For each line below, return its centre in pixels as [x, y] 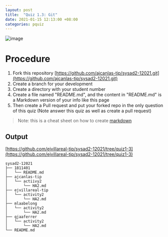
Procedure [28, 59]
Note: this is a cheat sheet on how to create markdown [75, 121]
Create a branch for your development [52, 84]
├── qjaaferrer [21, 217]
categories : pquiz [25, 24]
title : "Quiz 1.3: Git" [31, 15]
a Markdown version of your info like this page [61, 100]
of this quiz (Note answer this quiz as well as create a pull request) [82, 111]
